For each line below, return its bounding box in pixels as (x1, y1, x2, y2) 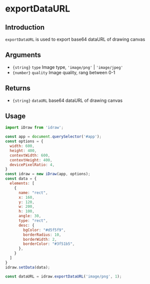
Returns (5, 84, 31, 93)
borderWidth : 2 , (23, 237, 57, 242)
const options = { (5, 139, 43, 144)
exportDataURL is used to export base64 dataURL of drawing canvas (5, 36, 145, 42)
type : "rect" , (18, 218, 48, 223)
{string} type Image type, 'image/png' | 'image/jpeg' (12, 64, 123, 70)
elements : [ (9, 181, 35, 186)
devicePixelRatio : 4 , (9, 162, 55, 167)
